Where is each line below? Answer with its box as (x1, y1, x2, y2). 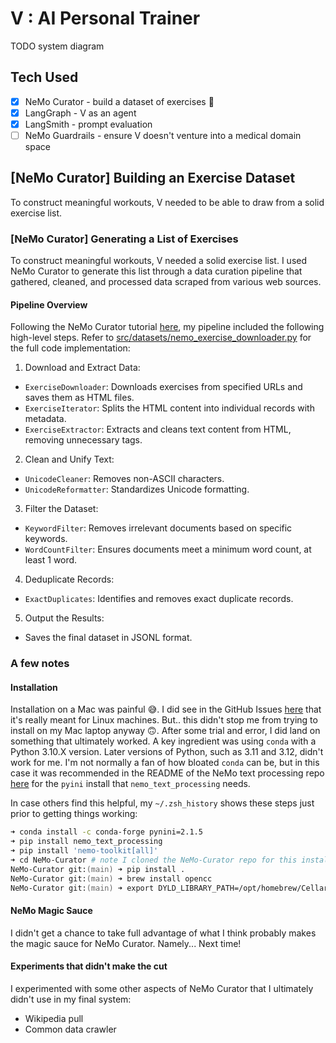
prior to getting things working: (10, 808, 138, 820)
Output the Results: (24, 612, 105, 624)
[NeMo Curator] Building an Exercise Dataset (10, 170, 296, 187)
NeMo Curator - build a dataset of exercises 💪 (24, 95, 215, 107)
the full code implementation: (10, 342, 131, 354)
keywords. (24, 533, 68, 545)
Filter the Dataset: (24, 503, 99, 515)
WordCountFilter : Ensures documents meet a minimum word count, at (24, 543, 312, 556)
